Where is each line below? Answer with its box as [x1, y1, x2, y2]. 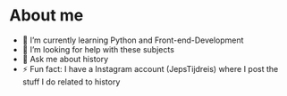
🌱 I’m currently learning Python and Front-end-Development [21, 35, 244, 45]
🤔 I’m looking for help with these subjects [21, 44, 174, 54]
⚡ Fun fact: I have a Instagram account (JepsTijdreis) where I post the [21, 63, 279, 74]
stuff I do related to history [21, 76, 121, 87]
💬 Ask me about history [21, 53, 109, 64]
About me [9, 5, 84, 26]
